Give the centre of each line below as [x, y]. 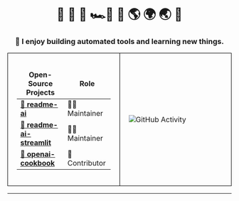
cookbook [38, 163]
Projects [41, 92]
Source [41, 84]
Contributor [87, 163]
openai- [41, 154]
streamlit [36, 143]
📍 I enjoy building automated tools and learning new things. [119, 42]
